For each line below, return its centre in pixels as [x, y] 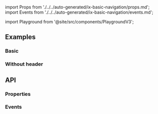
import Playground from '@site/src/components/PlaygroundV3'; [69, 22]
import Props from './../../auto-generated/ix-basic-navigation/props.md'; [78, 7]
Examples [20, 37]
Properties [18, 94]
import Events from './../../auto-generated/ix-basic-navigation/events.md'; [79, 12]
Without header [24, 64]
